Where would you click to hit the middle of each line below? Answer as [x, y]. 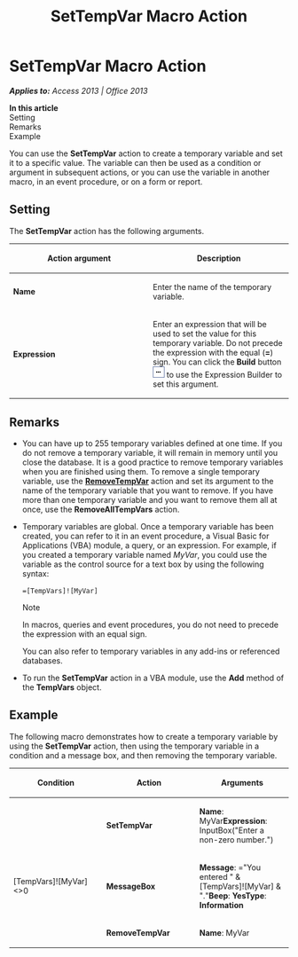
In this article [34, 107]
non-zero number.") [236, 839]
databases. [43, 661]
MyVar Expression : [233, 820]
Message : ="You [230, 867]
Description [219, 258]
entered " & [220, 876]
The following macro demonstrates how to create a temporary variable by [144, 736]
